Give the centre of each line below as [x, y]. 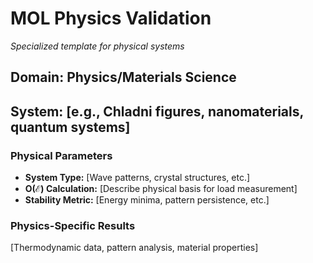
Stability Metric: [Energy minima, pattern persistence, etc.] [147, 200]
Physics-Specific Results [73, 225]
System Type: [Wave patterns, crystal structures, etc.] [137, 178]
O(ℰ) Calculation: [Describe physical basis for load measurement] [161, 189]
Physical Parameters [61, 155]
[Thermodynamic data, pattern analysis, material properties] [134, 248]
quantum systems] [70, 127]
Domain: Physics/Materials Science [123, 77]
